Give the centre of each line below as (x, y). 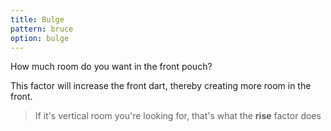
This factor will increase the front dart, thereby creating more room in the (161, 86)
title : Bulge (37, 19)
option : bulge (40, 38)
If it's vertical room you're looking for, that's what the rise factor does (178, 116)
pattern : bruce (42, 29)
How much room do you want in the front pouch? (111, 67)
